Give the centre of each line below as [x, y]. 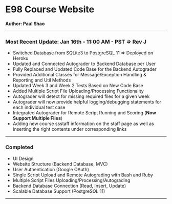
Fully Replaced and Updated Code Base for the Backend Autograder [85, 69]
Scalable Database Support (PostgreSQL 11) [59, 191]
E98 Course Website [50, 9]
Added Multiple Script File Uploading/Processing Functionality [78, 91]
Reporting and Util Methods [42, 80]
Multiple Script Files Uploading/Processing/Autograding [71, 180]
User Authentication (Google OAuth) [51, 169]
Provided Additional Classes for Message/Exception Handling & [80, 75]
